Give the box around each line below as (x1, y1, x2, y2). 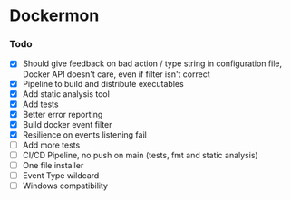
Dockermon (9, 5, 100, 26)
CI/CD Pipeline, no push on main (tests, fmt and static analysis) (22, 149, 258, 160)
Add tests (22, 99, 59, 110)
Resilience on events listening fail (22, 129, 147, 140)
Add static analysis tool (22, 88, 111, 100)
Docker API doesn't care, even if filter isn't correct (22, 69, 210, 80)
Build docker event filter (22, 119, 112, 129)
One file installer (22, 160, 84, 171)
